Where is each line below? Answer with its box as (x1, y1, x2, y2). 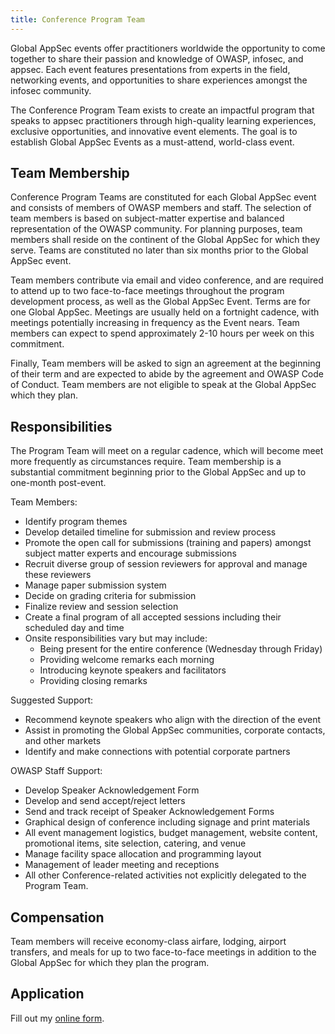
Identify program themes (24, 516, 128, 528)
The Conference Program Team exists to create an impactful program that (10, 104, 315, 116)
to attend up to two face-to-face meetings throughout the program (10, 285, 285, 297)
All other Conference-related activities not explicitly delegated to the (24, 869, 307, 881)
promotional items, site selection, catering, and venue (24, 837, 247, 850)
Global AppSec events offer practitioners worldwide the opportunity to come (10, 42, 326, 54)
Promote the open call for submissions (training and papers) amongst (24, 537, 312, 549)
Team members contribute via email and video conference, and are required (10, 274, 324, 286)
